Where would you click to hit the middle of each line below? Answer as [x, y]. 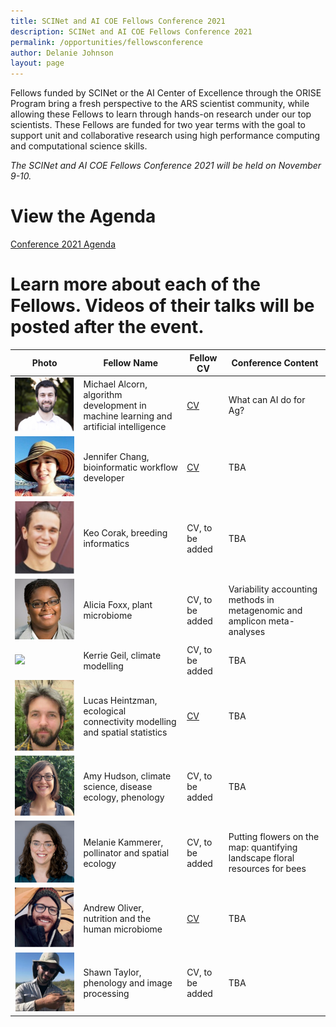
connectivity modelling [130, 721]
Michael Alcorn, [115, 384]
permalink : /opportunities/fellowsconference [106, 42]
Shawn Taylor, [112, 972]
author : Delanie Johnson [62, 53]
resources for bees [267, 869]
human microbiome [123, 929]
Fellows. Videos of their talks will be [162, 306]
